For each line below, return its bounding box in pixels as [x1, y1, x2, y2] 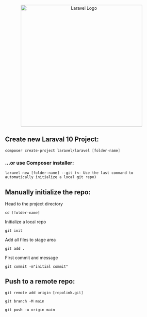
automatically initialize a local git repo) [5, 175, 97, 180]
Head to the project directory [5, 201, 63, 206]
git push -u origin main [5, 307, 55, 312]
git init [5, 228, 23, 233]
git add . [5, 246, 25, 251]
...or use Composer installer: [5, 159, 74, 166]
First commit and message [5, 255, 58, 261]
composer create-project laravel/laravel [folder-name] [5, 148, 120, 153]
